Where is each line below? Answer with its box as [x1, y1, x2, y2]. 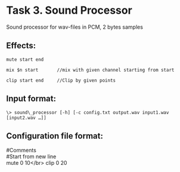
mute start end [6, 56, 44, 63]
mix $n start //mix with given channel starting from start [6, 67, 175, 73]
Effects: [6, 41, 36, 51]
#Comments [6, 147, 37, 154]
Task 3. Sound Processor [6, 4, 132, 17]
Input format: [6, 94, 57, 104]
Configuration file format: [6, 131, 103, 141]
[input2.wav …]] [6, 115, 46, 121]
